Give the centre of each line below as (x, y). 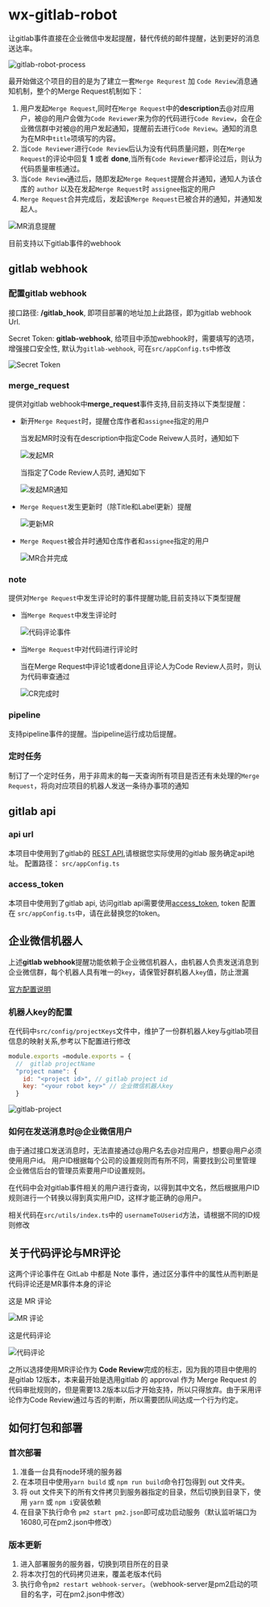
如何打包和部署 (46, 1428)
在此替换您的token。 (131, 913)
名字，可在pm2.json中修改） (81, 1594)
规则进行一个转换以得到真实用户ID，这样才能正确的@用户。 (107, 1198)
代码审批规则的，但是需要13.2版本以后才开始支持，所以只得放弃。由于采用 (132, 1390)
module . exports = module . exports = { (70, 1056)
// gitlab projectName (55, 1064)
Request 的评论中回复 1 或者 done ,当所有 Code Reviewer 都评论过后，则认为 (141, 158)
